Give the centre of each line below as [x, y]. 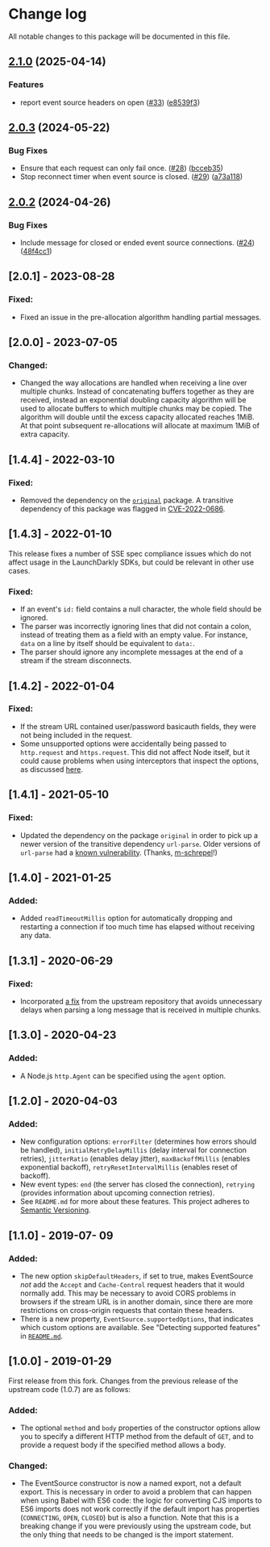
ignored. [34, 618]
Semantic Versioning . [55, 1210]
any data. [35, 936]
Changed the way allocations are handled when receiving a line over [133, 383]
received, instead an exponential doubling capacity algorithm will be [133, 400]
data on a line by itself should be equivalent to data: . [107, 644]
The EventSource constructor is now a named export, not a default [131, 1483]
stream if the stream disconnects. [76, 661]
